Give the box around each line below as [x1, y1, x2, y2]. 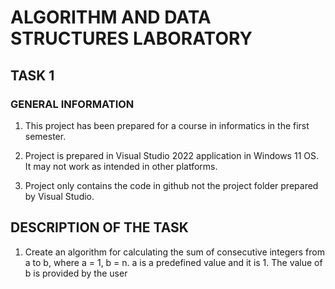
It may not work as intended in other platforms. [24, 160, 218, 172]
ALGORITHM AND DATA [10, 6, 212, 29]
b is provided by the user [24, 267, 128, 279]
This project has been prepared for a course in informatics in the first [24, 119, 310, 131]
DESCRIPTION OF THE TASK [10, 219, 189, 236]
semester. [24, 130, 67, 142]
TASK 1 [10, 67, 55, 84]
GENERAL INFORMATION [10, 97, 135, 111]
